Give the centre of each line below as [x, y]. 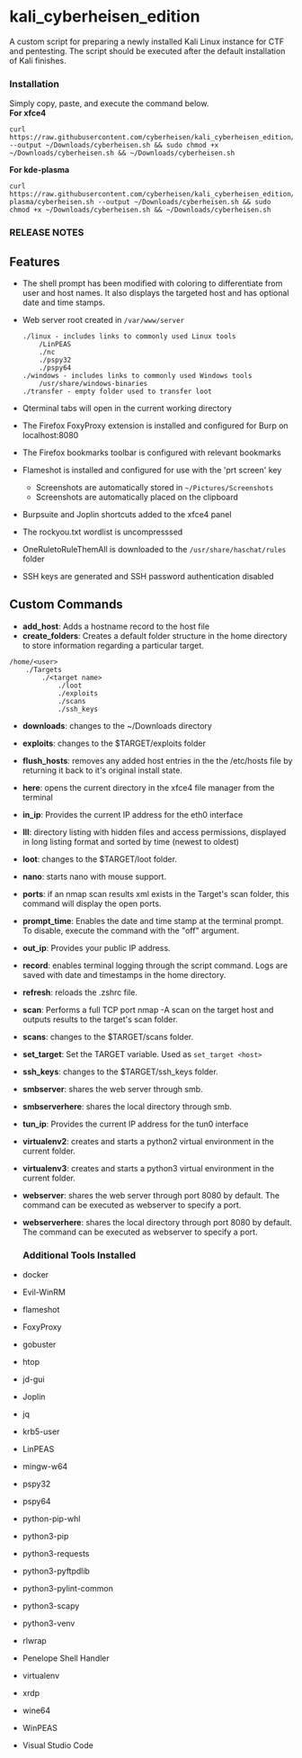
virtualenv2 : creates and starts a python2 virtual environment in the [148, 1141]
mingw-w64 [45, 1466]
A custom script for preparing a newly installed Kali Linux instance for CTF [147, 41]
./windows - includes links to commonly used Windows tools [137, 375]
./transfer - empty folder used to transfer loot [117, 391]
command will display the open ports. [92, 903]
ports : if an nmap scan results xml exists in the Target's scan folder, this [155, 893]
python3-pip [45, 1537]
